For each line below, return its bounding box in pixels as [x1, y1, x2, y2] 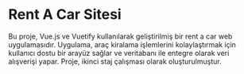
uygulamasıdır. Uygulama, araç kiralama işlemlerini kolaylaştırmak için [8, 39, 237, 49]
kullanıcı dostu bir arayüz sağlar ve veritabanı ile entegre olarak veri [8, 48, 230, 57]
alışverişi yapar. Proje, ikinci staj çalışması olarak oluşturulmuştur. [8, 57, 222, 66]
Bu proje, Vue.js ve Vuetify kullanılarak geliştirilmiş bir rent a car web [8, 31, 233, 41]
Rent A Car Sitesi [8, 6, 122, 24]
